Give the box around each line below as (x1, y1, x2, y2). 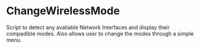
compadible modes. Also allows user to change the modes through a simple (6, 30, 194, 37)
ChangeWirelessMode (6, 4, 120, 18)
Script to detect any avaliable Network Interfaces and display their (6, 24, 170, 31)
